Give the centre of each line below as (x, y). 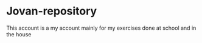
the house (19, 34)
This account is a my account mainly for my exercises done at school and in (101, 28)
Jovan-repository (52, 11)
